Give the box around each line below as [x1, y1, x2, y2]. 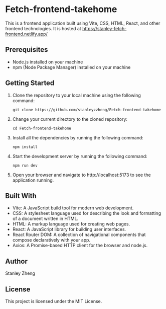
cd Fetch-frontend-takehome [12, 126, 71, 131]
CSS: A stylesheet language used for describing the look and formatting [12, 210, 161, 216]
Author [5, 257, 28, 265]
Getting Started [5, 79, 55, 88]
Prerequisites [5, 45, 48, 54]
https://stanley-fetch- [82, 25, 127, 31]
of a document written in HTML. [12, 215, 79, 222]
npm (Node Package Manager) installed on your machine [12, 64, 131, 70]
